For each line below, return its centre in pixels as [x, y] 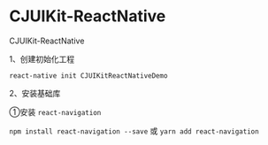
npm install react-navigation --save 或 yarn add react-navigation [134, 131]
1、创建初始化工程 [42, 58]
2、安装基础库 [35, 93]
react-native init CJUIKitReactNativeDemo [88, 76]
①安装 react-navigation [55, 111]
